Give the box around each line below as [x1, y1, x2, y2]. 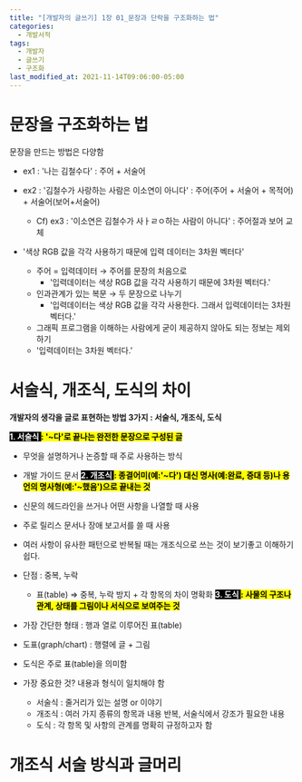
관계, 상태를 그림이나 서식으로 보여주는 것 [35, 600, 180, 611]
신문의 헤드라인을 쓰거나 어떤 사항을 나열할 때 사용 [22, 500, 200, 511]
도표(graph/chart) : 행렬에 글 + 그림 [22, 638, 151, 649]
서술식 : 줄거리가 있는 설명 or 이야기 [35, 697, 163, 708]
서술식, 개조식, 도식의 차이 [9, 380, 192, 401]
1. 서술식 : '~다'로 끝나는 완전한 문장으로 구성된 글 [9, 431, 183, 441]
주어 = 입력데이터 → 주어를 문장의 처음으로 [35, 265, 188, 276]
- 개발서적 [17, 30, 52, 39]
